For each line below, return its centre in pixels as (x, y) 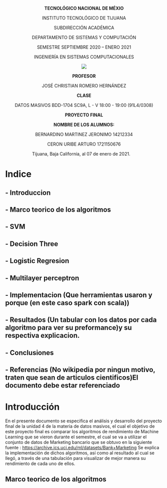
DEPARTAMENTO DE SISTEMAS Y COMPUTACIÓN (84, 37)
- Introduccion (28, 193)
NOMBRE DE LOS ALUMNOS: (84, 125)
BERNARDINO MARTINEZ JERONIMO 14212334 (84, 134)
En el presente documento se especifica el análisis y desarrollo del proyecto (84, 421)
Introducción (32, 407)
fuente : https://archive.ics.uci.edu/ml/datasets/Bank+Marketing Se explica (82, 448)
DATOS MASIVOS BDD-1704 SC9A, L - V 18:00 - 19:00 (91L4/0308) (84, 105)
